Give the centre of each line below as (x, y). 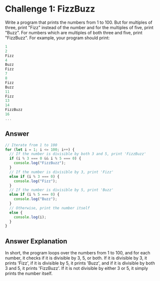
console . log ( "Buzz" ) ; (35, 199)
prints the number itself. (29, 273)
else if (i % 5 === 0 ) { (34, 195)
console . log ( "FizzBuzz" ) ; (40, 163)
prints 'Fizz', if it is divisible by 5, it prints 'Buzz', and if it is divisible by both (80, 263)
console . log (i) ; (30, 217)
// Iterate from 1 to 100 (31, 145)
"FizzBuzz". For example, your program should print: (57, 38)
